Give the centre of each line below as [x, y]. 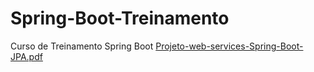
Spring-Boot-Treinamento [120, 18]
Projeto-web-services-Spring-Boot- [229, 46]
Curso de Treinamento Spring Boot [82, 46]
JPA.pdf [26, 56]
